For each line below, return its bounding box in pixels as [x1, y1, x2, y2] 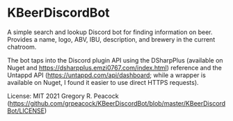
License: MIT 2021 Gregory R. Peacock [7, 92, 120, 100]
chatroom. [7, 42, 37, 51]
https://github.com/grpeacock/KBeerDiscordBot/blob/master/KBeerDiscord [9, 99, 226, 107]
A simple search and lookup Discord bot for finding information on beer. [7, 28, 214, 36]
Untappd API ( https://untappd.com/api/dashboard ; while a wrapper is [7, 71, 207, 79]
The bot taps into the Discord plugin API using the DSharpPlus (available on [7, 56, 224, 64]
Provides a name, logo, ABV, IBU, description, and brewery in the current [7, 35, 216, 43]
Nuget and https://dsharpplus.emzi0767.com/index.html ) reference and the [7, 63, 223, 72]
